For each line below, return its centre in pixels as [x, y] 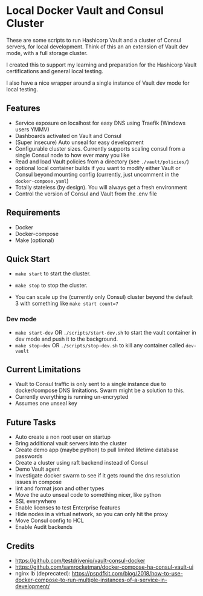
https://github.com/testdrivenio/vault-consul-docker [80, 561]
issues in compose [38, 482]
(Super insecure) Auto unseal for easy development [79, 142]
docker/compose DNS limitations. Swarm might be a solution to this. [100, 390]
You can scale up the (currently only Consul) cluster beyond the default [104, 297]
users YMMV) [32, 129]
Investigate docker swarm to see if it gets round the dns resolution [98, 476]
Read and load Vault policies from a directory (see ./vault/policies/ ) [102, 162]
